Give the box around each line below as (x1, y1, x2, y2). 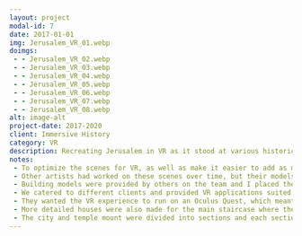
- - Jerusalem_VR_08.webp (13, 105, 111, 114)
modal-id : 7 (9, 22, 54, 31)
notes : (9, 154, 34, 164)
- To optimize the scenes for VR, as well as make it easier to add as (13, 163, 288, 172)
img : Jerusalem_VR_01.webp (9, 38, 111, 48)
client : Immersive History (9, 130, 111, 139)
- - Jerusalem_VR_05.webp (13, 80, 111, 89)
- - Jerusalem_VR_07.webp (13, 96, 111, 106)
